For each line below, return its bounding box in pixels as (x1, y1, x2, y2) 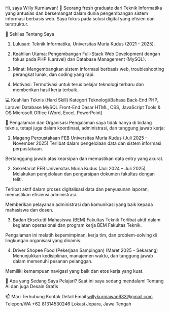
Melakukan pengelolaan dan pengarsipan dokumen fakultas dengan (12, 171, 155, 177)
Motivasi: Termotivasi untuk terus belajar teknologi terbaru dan (12, 82, 144, 87)
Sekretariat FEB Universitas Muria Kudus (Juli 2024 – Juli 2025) (12, 166, 146, 171)
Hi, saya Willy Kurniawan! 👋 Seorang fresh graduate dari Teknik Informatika (5, 5, 162, 11)
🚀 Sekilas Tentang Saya (5, 31, 54, 37)
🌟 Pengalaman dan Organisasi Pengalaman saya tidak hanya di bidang (5, 120, 152, 125)
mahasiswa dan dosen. (5, 207, 54, 213)
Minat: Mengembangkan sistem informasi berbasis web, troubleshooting (12, 66, 164, 72)
